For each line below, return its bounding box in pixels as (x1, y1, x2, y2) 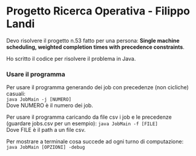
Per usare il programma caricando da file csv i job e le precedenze (6, 113, 172, 121)
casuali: (6, 90, 26, 98)
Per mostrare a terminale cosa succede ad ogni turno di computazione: (6, 138, 184, 145)
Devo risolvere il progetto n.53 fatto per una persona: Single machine (6, 37, 180, 44)
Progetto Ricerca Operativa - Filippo (6, 4, 191, 18)
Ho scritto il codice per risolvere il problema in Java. (6, 55, 136, 62)
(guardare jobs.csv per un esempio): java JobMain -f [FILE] (6, 120, 158, 127)
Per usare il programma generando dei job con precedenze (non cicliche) (6, 84, 189, 91)
